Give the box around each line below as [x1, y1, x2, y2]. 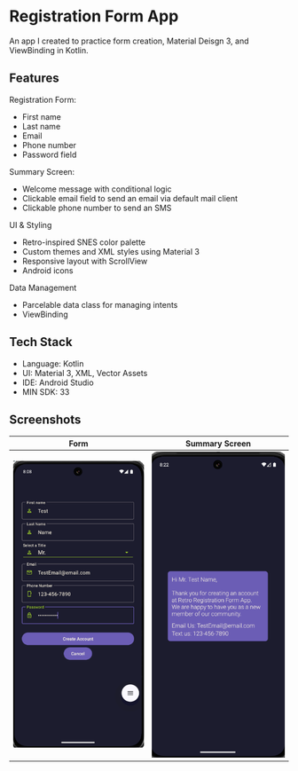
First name [21, 111, 62, 122]
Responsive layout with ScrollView [21, 256, 148, 266]
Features [9, 71, 59, 86]
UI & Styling [9, 219, 52, 230]
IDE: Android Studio [21, 377, 95, 388]
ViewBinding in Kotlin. [9, 44, 89, 55]
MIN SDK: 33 [21, 386, 70, 397]
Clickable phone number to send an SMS [21, 202, 172, 213]
